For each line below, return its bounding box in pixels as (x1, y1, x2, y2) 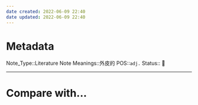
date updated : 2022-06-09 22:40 (6, 14, 85, 20)
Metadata (6, 40, 54, 53)
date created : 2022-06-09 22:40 (6, 8, 85, 15)
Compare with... (6, 86, 87, 100)
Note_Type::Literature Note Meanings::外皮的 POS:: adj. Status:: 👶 (6, 60, 166, 67)
